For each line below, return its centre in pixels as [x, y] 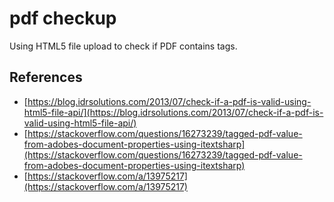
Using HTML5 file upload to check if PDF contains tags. [123, 46]
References [46, 77]
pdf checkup [63, 18]
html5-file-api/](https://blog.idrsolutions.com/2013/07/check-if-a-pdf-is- [173, 112]
